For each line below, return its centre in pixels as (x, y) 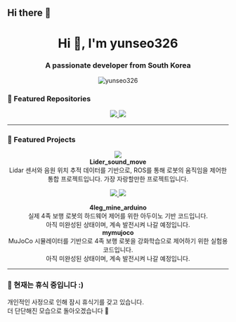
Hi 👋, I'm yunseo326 (118, 43)
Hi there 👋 (29, 13)
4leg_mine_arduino (118, 207)
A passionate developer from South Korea (118, 65)
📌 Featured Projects (41, 140)
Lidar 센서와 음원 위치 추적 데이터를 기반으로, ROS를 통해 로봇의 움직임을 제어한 (118, 170)
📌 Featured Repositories (49, 98)
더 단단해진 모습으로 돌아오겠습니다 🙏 (58, 311)
